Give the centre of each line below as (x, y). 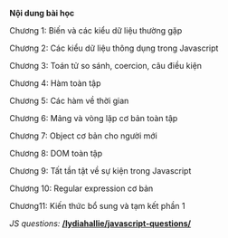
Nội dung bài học (42, 13)
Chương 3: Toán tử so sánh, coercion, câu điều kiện (105, 66)
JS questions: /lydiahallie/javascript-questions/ (100, 224)
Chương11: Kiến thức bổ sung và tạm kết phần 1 (97, 206)
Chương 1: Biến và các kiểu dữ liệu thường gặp (96, 30)
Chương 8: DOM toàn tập (56, 153)
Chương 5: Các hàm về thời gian (69, 100)
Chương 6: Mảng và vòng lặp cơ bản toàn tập (94, 118)
